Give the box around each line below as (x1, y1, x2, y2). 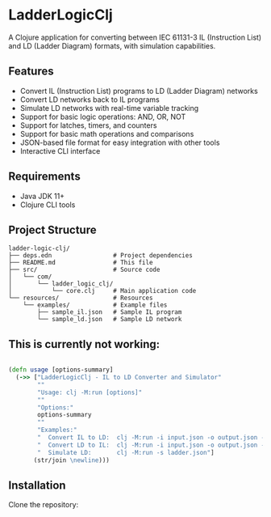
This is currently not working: (8, 337, 161, 351)
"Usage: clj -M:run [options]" (37, 388, 143, 396)
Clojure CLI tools (19, 200, 76, 210)
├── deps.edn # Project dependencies (8, 252, 194, 260)
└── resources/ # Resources (8, 294, 153, 303)
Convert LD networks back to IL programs (19, 95, 160, 104)
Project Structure (8, 222, 97, 236)
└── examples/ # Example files (23, 301, 168, 309)
